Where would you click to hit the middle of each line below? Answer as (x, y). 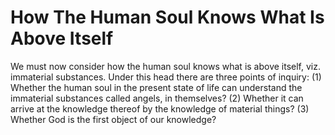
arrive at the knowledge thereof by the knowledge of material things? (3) (160, 108)
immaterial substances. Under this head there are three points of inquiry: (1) (166, 77)
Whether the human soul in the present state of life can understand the (156, 87)
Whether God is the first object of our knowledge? (113, 119)
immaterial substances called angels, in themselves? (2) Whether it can (157, 98)
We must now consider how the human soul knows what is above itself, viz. (166, 66)
